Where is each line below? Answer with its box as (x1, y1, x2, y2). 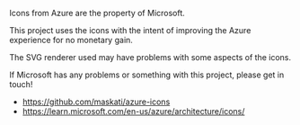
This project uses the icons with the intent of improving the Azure (9, 25, 251, 35)
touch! (9, 79, 33, 89)
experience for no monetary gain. (9, 35, 133, 45)
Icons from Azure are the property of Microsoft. (9, 8, 186, 18)
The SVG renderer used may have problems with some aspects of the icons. (9, 52, 292, 62)
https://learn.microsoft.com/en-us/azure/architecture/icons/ (22, 106, 245, 116)
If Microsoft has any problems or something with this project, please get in (9, 69, 285, 80)
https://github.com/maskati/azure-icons (22, 96, 171, 107)
